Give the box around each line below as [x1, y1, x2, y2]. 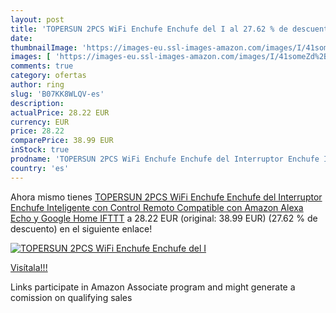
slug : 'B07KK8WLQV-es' [10, 89, 105, 99]
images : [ [10, 52, 52, 62]
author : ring [10, 80, 65, 90]
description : [10, 98, 65, 108]
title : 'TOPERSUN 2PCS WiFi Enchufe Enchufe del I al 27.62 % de [10, 24, 288, 34]
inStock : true [10, 145, 70, 155]
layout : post [10, 14, 65, 25]
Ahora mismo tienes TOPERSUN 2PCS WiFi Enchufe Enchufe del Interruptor [10, 191, 323, 203]
